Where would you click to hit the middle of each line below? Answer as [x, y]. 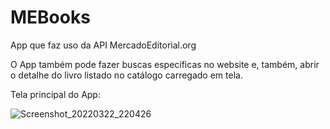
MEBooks [50, 17]
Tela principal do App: [55, 94]
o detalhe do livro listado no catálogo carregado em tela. [126, 75]
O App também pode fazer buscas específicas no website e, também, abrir [165, 64]
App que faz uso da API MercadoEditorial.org [103, 45]
